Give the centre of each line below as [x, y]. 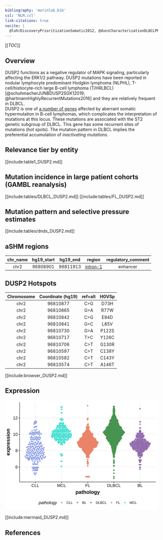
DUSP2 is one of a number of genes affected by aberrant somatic [71, 109]
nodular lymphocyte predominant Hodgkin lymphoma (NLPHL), [68, 82]
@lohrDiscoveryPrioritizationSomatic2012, [53, 31]
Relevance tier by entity [42, 150]
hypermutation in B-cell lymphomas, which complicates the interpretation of [81, 114]
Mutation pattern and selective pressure [67, 211]
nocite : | [15, 26]
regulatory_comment [128, 260]
